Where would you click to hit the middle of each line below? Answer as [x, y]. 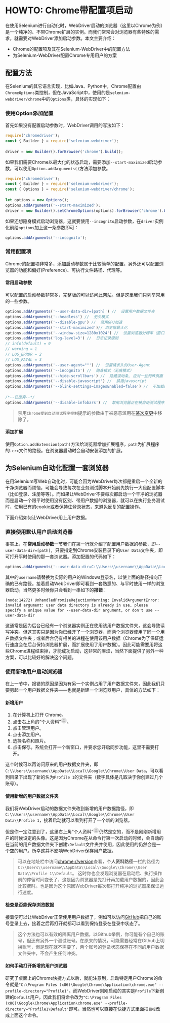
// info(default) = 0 [28, 344]
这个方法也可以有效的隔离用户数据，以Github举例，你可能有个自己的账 [91, 934]
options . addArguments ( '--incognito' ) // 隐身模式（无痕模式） [70, 370]
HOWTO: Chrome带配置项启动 [69, 10]
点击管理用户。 [28, 728]
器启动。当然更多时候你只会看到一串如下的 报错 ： [56, 590]
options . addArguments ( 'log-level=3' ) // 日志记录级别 [62, 338]
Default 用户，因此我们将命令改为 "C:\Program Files [68, 997]
